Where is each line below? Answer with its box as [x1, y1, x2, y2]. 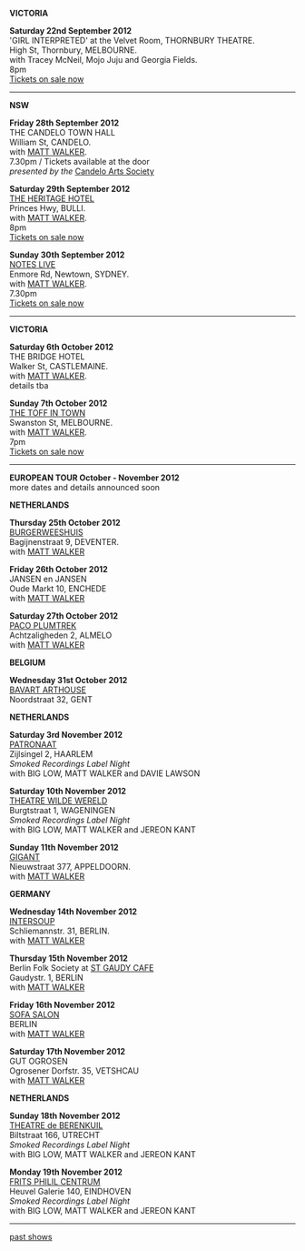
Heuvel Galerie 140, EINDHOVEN [9, 1186, 132, 1196]
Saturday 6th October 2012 [9, 341, 114, 352]
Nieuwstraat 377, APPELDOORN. [9, 862, 132, 872]
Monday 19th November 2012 [9, 1166, 123, 1177]
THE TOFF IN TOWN [9, 408, 86, 418]
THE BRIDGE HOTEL [9, 351, 85, 362]
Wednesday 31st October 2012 [9, 675, 128, 685]
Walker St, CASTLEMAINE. [9, 361, 109, 371]
